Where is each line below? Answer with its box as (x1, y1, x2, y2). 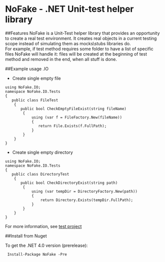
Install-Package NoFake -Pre (7, 252, 67, 257)
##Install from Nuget (5, 233, 47, 239)
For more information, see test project (5, 223, 82, 229)
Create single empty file (12, 75, 61, 81)
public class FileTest (11, 97, 58, 103)
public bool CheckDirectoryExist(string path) (20, 180, 118, 185)
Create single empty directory (12, 149, 73, 155)
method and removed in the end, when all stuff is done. (5, 56, 117, 62)
